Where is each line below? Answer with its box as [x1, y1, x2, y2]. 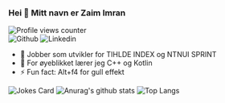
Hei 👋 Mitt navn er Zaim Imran [8, 7, 126, 19]
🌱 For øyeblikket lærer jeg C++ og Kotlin [19, 58, 153, 68]
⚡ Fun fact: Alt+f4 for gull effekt [19, 68, 125, 77]
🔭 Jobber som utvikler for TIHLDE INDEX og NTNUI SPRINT [19, 50, 217, 60]
